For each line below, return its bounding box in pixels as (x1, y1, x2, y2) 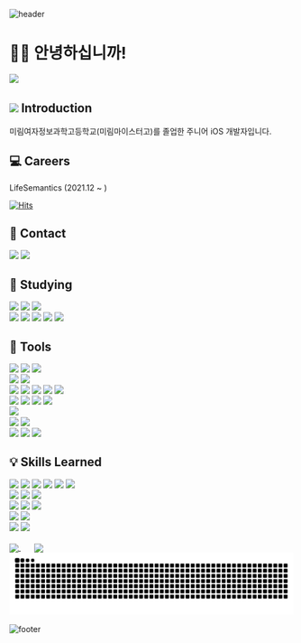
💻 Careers (9, 154, 70, 169)
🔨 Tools (9, 339, 52, 354)
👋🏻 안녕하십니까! (9, 43, 127, 63)
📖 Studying (9, 276, 73, 293)
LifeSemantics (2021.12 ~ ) (9, 182, 108, 193)
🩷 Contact (9, 226, 67, 241)
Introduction (21, 100, 93, 116)
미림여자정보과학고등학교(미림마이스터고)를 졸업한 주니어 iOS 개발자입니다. (9, 126, 272, 136)
